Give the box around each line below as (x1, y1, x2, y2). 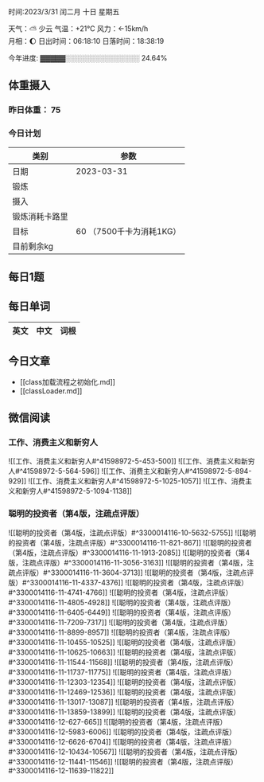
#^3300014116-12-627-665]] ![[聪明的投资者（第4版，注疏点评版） (8, 717, 227, 726)
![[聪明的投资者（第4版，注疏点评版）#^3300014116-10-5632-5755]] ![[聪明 (8, 528, 257, 538)
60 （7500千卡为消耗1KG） (76, 225, 181, 237)
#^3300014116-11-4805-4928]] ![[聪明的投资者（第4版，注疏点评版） (8, 597, 235, 607)
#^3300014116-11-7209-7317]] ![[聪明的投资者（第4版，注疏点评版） (8, 617, 232, 627)
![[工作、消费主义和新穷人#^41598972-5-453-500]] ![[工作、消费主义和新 (8, 456, 249, 466)
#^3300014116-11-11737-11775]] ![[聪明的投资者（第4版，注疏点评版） (8, 667, 236, 677)
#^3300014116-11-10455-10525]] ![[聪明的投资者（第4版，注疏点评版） (8, 637, 240, 647)
